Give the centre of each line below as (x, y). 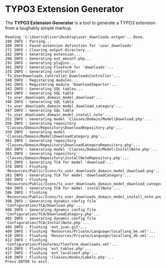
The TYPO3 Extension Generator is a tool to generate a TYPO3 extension (80, 23)
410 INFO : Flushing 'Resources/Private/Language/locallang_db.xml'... (80, 235)
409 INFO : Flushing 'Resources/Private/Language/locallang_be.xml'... (80, 231)
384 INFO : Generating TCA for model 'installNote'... (63, 188)
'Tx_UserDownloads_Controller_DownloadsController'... (63, 76)
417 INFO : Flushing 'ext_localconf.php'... (52, 253)
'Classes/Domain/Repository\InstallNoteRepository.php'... (67, 158)
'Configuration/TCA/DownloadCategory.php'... (53, 214)
